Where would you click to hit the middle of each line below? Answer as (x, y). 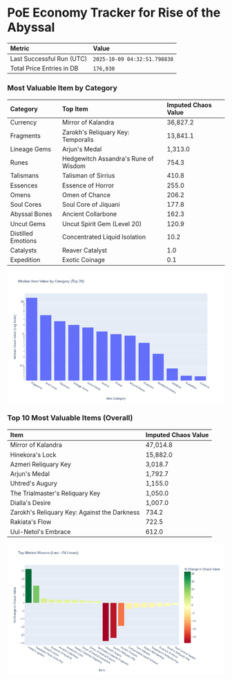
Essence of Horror (88, 185)
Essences (24, 185)
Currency (23, 122)
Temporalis (78, 139)
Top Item (75, 109)
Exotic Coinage (84, 260)
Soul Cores (26, 205)
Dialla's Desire (30, 502)
